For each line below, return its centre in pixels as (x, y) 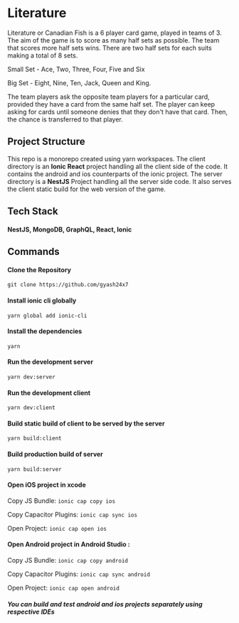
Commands (34, 252)
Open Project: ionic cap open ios (57, 528)
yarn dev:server (31, 377)
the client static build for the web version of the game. (86, 189)
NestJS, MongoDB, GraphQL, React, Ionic (70, 229)
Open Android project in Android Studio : (69, 544)
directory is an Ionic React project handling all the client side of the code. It (118, 166)
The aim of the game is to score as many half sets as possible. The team (113, 40)
